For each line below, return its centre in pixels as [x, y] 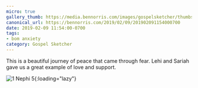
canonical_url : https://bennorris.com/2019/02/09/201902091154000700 [93, 22]
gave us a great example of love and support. [61, 67]
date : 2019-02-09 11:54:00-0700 [46, 28]
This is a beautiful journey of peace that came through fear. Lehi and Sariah [98, 61]
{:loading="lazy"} [55, 78]
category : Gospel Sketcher [39, 45]
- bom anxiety [24, 39]
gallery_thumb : [25, 17]
